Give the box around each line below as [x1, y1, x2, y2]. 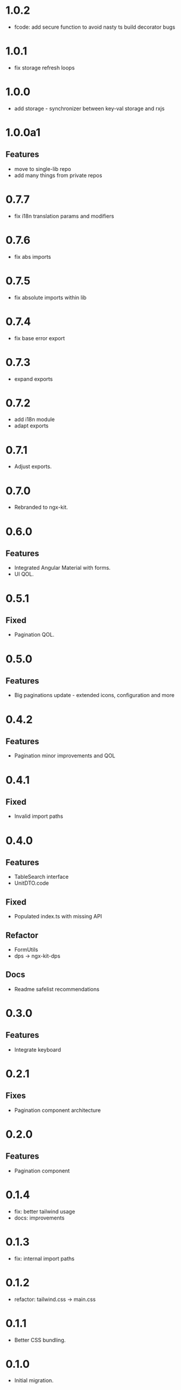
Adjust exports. [14, 463, 52, 470]
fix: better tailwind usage [14, 1208, 76, 1215]
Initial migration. [14, 1377, 54, 1384]
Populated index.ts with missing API [14, 913, 102, 920]
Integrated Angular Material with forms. [14, 564, 111, 572]
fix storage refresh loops [14, 64, 75, 71]
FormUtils [14, 946, 38, 953]
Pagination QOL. [14, 631, 55, 639]
